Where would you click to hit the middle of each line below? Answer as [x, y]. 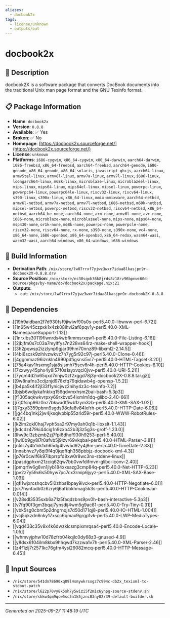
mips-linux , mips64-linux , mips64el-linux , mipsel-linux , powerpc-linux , [88, 186]
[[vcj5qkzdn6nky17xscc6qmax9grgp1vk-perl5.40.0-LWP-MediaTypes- [86, 515]
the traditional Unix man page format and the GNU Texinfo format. [74, 90]
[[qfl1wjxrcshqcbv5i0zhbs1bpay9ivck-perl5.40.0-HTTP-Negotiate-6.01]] [88, 483]
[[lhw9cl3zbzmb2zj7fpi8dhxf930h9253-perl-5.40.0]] [68, 435]
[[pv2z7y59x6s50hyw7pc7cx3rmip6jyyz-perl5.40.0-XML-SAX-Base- [84, 472]
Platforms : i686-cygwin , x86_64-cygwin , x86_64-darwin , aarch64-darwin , [87, 160]
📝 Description [27, 72]
